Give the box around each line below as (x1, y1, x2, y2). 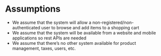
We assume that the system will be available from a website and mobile (12, 30, 156, 36)
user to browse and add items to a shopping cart (41, 24, 139, 30)
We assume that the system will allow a (12, 19, 92, 25)
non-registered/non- (92, 19, 134, 25)
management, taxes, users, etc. (12, 45, 76, 51)
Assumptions (5, 3, 61, 15)
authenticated (12, 24, 41, 30)
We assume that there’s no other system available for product (12, 40, 136, 46)
